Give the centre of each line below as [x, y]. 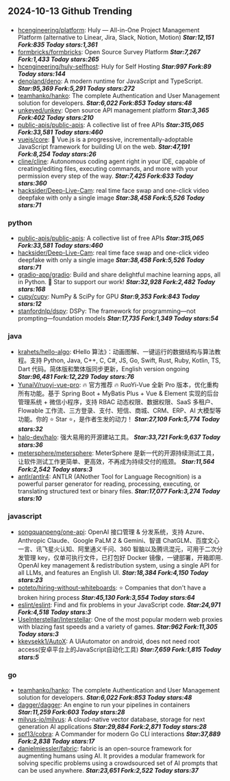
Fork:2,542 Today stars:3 [55, 469]
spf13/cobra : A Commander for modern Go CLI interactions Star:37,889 [119, 734]
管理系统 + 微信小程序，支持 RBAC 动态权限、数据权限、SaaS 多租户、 [117, 401]
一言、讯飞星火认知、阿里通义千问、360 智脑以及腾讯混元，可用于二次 [117, 549]
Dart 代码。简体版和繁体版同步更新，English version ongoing [103, 369]
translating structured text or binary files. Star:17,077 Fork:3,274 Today [119, 491]
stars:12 [29, 303]
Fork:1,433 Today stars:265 [59, 59]
